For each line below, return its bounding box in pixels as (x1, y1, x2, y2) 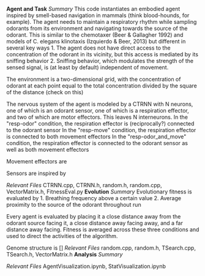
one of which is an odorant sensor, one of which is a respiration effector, (6, 107, 190, 114)
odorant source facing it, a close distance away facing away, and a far (6, 220, 184, 226)
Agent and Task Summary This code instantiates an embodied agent (6, 6, 181, 12)
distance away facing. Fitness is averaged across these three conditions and (6, 226, 199, 233)
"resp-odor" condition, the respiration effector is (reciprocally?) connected (6, 120, 195, 127)
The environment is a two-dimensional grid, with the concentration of (6, 76, 181, 83)
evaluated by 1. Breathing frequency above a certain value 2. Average (6, 195, 182, 201)
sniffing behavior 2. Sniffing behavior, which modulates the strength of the (6, 58, 194, 64)
